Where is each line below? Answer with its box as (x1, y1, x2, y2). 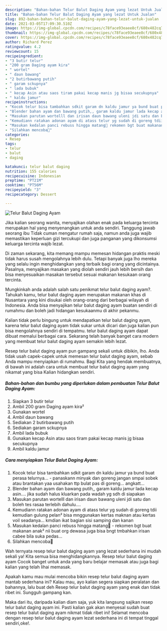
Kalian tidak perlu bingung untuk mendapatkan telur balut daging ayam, (5, 317, 152, 323)
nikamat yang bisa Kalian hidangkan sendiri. (5, 369, 95, 375)
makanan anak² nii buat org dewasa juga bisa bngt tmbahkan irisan (12, 528, 150, 534)
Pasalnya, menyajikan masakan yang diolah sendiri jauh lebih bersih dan (5, 266, 153, 272)
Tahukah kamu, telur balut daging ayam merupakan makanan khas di (5, 291, 146, 297)
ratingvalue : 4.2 (5, 44, 41, 49)
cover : (5, 35, 19, 40)
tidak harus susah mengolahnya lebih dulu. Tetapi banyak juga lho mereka (5, 256, 157, 262)
